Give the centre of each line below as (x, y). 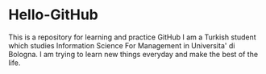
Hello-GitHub (53, 15)
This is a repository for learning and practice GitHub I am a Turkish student (132, 37)
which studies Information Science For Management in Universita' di (122, 45)
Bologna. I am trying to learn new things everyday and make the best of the (133, 54)
